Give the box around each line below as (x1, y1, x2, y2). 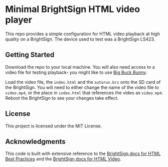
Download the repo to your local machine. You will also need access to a (5, 64, 155, 70)
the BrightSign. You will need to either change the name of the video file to (5, 84, 159, 90)
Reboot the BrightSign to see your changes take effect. (5, 95, 119, 101)
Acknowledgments (5, 137, 66, 146)
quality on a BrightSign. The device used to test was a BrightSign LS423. (5, 36, 155, 42)
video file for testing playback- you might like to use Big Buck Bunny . (5, 69, 147, 75)
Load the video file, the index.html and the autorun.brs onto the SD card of (5, 79, 161, 85)
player (5, 14, 33, 26)
